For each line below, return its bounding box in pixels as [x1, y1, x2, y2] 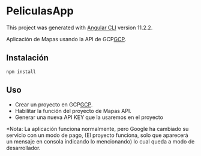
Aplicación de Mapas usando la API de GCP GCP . [6, 35, 127, 42]
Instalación [6, 53, 49, 63]
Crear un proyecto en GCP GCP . [14, 100, 93, 108]
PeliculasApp [6, 4, 74, 18]
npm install [6, 69, 36, 75]
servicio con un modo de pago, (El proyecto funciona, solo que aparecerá [6, 131, 188, 139]
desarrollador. [6, 144, 41, 151]
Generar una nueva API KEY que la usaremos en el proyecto [14, 114, 164, 121]
